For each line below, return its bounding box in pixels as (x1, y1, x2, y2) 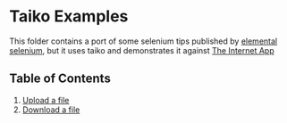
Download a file (21, 104, 80, 115)
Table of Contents (9, 71, 112, 86)
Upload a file (21, 94, 70, 105)
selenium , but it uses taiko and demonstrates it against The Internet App (9, 45, 274, 55)
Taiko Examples (9, 6, 129, 27)
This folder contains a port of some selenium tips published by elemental (9, 36, 278, 46)
